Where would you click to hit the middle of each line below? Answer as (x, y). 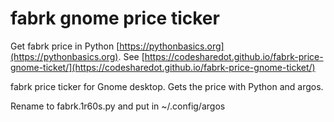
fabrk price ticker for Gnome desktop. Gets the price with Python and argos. (167, 86)
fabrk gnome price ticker (115, 18)
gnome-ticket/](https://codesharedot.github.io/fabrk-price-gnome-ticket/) (163, 67)
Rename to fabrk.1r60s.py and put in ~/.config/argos (118, 106)
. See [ (131, 56)
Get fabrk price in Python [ (65, 46)
